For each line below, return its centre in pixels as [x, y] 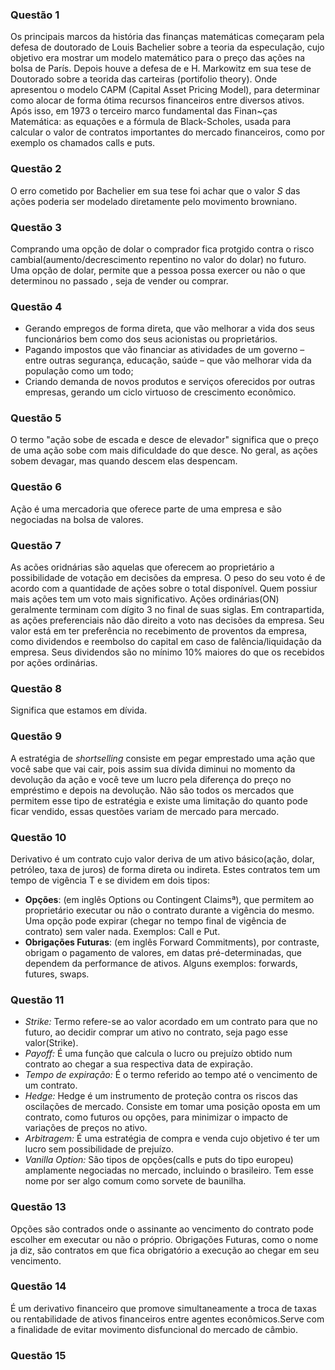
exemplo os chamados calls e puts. [83, 143]
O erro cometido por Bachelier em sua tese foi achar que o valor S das [155, 190]
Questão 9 [36, 736]
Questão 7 [36, 545]
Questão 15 [38, 1355]
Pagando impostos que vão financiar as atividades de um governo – [164, 350]
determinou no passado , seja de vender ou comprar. [119, 280]
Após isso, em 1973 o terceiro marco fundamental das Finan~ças [144, 111]
